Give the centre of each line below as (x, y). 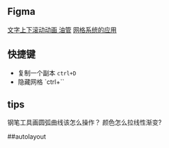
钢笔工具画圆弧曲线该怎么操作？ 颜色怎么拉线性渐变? (84, 122)
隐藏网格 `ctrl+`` (41, 82)
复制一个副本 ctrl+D (47, 73)
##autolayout (27, 137)
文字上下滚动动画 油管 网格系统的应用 (62, 30)
